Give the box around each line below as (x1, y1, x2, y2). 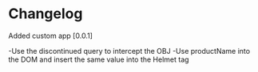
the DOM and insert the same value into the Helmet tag (8, 55, 189, 64)
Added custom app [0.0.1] (8, 31, 93, 40)
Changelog (8, 5, 83, 23)
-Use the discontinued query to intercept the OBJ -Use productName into (8, 46, 250, 55)
